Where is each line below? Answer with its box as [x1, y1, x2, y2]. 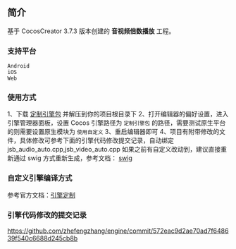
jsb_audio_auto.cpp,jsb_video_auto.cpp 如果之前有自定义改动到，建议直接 [7, 145, 221, 154]
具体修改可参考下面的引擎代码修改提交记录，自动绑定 [19, 136, 174, 145]
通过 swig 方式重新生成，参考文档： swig [13, 154, 132, 162]
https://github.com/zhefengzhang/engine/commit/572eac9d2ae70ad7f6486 [7, 226, 229, 235]
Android [7, 63, 30, 70]
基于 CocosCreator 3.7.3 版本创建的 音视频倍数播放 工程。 [7, 27, 175, 35]
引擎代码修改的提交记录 [7, 210, 87, 220]
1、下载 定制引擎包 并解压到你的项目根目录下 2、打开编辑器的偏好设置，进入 [7, 110, 229, 119]
